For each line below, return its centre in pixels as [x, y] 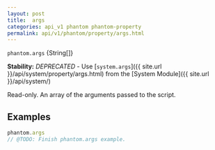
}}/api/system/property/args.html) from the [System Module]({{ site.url [108, 74]
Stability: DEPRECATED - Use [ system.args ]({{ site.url [85, 66]
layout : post [26, 14]
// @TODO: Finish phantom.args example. [67, 139]
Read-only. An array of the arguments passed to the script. [91, 95]
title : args [26, 20]
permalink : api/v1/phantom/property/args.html [76, 33]
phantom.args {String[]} [40, 53]
